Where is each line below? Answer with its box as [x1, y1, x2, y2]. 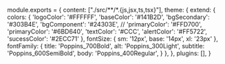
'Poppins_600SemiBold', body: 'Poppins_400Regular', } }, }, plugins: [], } [7, 49, 211, 57]
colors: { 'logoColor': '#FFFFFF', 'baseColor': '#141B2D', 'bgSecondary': [7, 13, 210, 21]
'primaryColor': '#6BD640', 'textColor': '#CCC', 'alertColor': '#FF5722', [7, 27, 208, 35]
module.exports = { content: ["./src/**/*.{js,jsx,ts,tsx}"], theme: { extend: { [7, 6, 216, 14]
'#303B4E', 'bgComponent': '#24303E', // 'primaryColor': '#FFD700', [7, 20, 202, 28]
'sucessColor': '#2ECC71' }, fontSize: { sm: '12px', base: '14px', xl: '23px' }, [7, 35, 219, 43]
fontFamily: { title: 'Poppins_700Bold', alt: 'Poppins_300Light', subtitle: [7, 42, 205, 50]
